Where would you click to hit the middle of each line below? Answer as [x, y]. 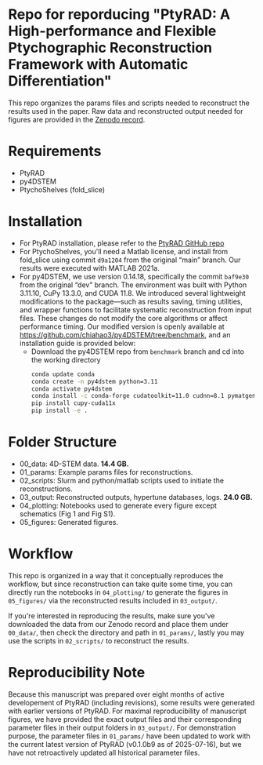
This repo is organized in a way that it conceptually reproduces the [116, 575]
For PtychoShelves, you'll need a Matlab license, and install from [124, 251]
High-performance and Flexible [112, 31]
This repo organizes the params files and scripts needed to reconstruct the [129, 103]
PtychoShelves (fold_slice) [62, 189]
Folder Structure [63, 442]
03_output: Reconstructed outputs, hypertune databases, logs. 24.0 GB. [136, 497]
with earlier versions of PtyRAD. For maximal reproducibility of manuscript [127, 711]
